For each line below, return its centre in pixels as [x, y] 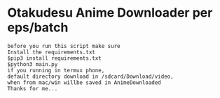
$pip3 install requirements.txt [54, 58]
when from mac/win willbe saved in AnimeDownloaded [84, 82]
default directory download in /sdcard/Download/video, [90, 76]
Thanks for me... [33, 88]
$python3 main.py [33, 64]
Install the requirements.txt [51, 52]
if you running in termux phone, [56, 70]
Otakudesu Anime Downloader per [110, 13]
